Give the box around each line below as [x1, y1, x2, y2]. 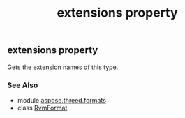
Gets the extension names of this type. [7, 63, 119, 71]
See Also [7, 80, 38, 90]
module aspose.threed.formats [17, 96, 107, 104]
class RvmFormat [17, 103, 68, 112]
